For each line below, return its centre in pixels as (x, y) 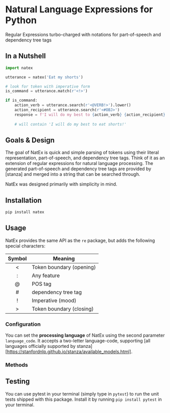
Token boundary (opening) (64, 267)
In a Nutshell (26, 56)
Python (21, 20)
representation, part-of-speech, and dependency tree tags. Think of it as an (85, 158)
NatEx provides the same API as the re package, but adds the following (80, 240)
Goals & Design (30, 140)
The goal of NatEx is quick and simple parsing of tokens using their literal (82, 153)
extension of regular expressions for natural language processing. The (79, 163)
